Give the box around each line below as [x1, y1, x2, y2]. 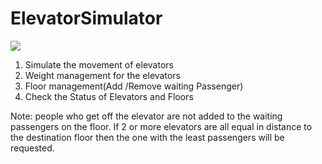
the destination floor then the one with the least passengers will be [10, 131, 285, 143]
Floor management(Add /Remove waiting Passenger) [24, 80, 244, 92]
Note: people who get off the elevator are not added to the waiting [10, 110, 283, 122]
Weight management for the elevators [24, 69, 181, 81]
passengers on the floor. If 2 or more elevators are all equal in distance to [10, 120, 313, 132]
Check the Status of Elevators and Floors [24, 90, 194, 102]
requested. [10, 142, 55, 154]
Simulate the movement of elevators [24, 58, 174, 71]
